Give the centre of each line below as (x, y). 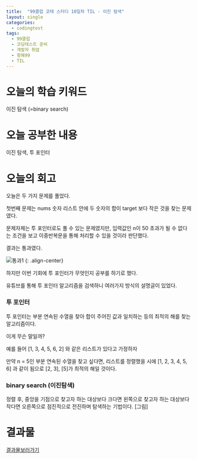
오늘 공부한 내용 (42, 135)
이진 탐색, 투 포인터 (28, 152)
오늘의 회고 (31, 179)
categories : (21, 22)
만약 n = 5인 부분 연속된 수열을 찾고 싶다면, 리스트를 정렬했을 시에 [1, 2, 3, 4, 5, (97, 361)
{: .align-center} (44, 261)
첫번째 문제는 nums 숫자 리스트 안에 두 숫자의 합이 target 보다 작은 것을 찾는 (94, 208)
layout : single (25, 17)
